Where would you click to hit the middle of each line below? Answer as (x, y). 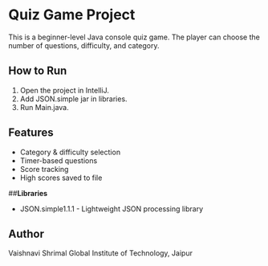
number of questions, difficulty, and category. (84, 45)
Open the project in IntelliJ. (65, 90)
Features (31, 133)
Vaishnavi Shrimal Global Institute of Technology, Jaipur (100, 253)
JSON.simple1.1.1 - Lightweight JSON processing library (112, 209)
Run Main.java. (45, 107)
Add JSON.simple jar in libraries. (73, 99)
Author (26, 233)
